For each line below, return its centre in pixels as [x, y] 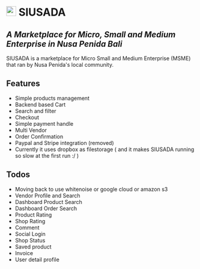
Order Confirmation [39, 136]
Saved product [33, 247]
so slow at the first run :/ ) [47, 155]
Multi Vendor [31, 130]
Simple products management [52, 98]
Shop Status [30, 240]
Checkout [27, 117]
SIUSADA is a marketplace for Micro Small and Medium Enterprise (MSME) [98, 58]
